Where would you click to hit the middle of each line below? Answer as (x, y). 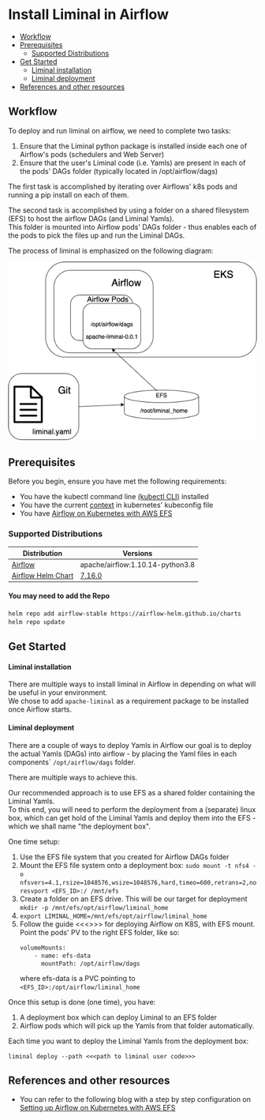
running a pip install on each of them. (69, 194)
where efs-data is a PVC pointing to (77, 978)
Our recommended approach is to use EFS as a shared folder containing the (132, 792)
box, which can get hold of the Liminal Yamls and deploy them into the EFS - (132, 817)
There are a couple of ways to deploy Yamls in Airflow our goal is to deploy (130, 745)
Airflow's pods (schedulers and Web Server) (92, 154)
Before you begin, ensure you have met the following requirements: (118, 481)
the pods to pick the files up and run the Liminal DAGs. (97, 235)
